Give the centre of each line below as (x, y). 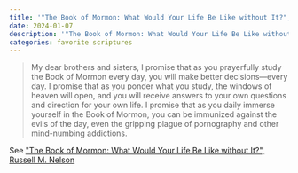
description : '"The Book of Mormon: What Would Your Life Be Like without (150, 34)
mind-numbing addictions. (79, 133)
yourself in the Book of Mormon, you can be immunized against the (154, 114)
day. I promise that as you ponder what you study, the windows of (151, 86)
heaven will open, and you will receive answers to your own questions (158, 96)
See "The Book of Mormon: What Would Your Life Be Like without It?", (137, 151)
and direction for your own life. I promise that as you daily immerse (153, 105)
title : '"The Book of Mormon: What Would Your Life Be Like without (138, 17)
